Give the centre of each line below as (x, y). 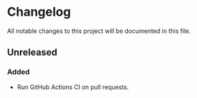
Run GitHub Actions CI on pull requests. (73, 87)
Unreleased (32, 52)
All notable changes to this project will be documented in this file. (99, 31)
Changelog (39, 12)
